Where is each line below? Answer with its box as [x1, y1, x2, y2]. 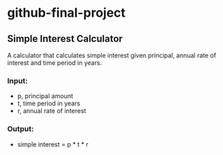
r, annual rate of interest [17, 107, 86, 115]
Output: [7, 124, 34, 134]
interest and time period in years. [7, 59, 102, 67]
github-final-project [7, 5, 126, 21]
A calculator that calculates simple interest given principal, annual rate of [7, 51, 217, 59]
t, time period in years [17, 99, 81, 108]
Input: [7, 75, 28, 85]
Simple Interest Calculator [7, 33, 123, 45]
